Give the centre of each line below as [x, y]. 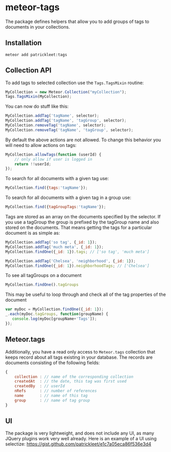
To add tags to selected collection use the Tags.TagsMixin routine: [75, 83]
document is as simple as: [33, 233]
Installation [23, 43]
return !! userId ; [33, 164]
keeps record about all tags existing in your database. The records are [79, 357]
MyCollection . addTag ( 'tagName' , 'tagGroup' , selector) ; [66, 121]
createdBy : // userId [40, 386]
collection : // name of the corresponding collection [74, 376]
